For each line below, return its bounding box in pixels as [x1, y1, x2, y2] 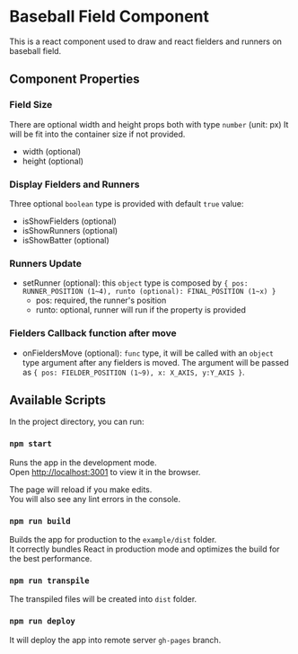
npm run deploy [9, 616, 76, 626]
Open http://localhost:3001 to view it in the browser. [9, 466, 201, 477]
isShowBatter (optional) [22, 234, 110, 245]
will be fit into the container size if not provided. [9, 128, 186, 139]
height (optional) [22, 155, 83, 166]
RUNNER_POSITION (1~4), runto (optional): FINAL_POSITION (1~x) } [22, 287, 276, 296]
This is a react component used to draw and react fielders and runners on [9, 36, 283, 47]
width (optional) [22, 146, 82, 156]
